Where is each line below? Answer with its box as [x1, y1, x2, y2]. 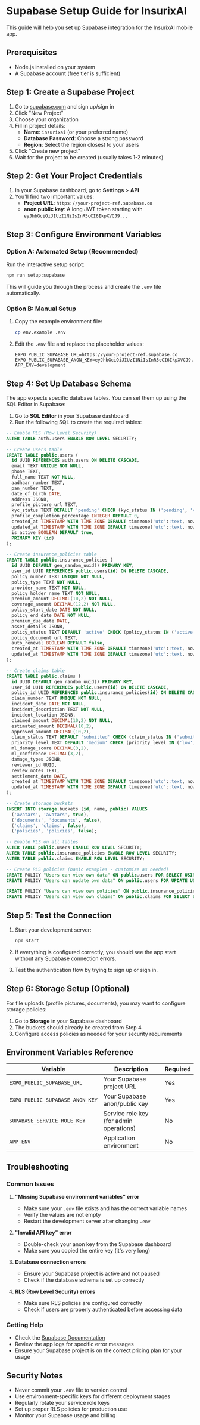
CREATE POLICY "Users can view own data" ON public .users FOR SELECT [6, 872, 183, 878]
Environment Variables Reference [6, 1047, 134, 1057]
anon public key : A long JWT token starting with [23, 206, 143, 213]
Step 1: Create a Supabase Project [6, 87, 135, 97]
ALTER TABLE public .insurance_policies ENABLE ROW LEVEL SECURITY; [6, 850, 177, 856]
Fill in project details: [14, 122, 66, 129]
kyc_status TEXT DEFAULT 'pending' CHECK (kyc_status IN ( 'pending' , [11, 507, 187, 514]
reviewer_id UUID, [11, 762, 58, 768]
